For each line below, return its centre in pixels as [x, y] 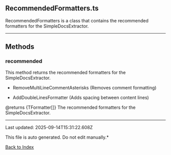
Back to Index [20, 147]
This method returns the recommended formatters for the [66, 72]
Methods [20, 47]
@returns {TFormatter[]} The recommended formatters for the [70, 107]
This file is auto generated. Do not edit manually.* [57, 137]
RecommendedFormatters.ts [52, 8]
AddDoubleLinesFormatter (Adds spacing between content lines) [81, 97]
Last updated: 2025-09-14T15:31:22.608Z [49, 127]
